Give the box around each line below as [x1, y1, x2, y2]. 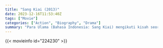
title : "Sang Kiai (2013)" [5, 7, 60, 12]
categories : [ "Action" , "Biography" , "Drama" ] [5, 20, 101, 25]
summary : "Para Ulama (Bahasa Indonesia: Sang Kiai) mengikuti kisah [5, 25, 149, 30]
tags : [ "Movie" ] [5, 16, 38, 21]
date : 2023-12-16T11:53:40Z [5, 12, 62, 16]
